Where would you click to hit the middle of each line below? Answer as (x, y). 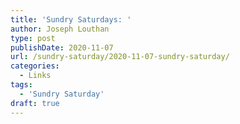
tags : (21, 85)
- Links (35, 76)
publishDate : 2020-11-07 (62, 47)
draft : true (35, 103)
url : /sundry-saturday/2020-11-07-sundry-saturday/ (120, 57)
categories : (35, 66)
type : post (33, 38)
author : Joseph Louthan (60, 29)
